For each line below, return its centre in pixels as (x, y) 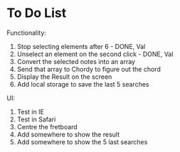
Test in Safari (36, 119)
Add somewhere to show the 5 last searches (82, 142)
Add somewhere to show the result (68, 134)
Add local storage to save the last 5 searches (83, 84)
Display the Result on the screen (64, 77)
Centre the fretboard (47, 126)
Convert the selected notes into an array (76, 61)
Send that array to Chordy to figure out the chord (89, 69)
